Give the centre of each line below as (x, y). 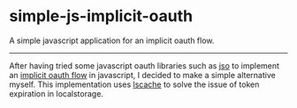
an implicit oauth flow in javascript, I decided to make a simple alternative (142, 75)
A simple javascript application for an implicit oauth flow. (112, 40)
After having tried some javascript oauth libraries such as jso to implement (145, 65)
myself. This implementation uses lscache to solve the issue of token (134, 84)
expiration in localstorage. (57, 93)
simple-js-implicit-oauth (101, 16)
